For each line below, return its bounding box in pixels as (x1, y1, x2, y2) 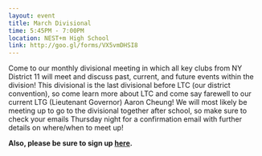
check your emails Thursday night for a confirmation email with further (8, 114, 243, 124)
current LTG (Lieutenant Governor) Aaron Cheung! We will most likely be (8, 98, 248, 107)
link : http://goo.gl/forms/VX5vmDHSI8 (8, 42, 138, 50)
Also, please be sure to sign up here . (8, 138, 133, 148)
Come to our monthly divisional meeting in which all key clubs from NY (8, 63, 243, 73)
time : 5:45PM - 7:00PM (8, 26, 84, 34)
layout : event (8, 11, 56, 20)
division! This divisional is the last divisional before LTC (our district (8, 81, 231, 90)
